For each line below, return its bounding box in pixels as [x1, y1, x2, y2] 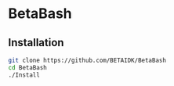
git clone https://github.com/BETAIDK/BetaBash [8, 56, 167, 64]
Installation [8, 36, 64, 49]
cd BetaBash [8, 63, 47, 71]
